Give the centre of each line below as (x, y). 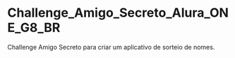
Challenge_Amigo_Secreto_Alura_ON (118, 13)
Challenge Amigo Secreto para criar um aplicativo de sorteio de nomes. (111, 47)
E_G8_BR (34, 28)
